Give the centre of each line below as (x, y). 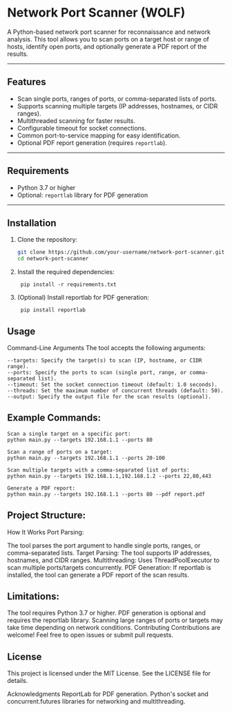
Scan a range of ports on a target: (60, 452)
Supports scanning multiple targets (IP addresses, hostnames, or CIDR (117, 106)
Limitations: (33, 596)
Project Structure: (47, 516)
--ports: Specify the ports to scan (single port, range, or (97, 372)
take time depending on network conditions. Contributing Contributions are (114, 628)
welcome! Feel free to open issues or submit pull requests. (90, 635)
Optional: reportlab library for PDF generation (83, 195)
